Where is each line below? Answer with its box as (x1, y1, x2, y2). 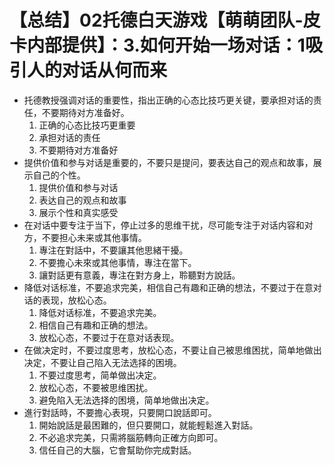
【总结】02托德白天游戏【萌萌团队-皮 (9, 9, 321, 32)
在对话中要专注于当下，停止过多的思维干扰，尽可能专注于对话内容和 (23, 219, 305, 231)
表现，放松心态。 (41, 294, 112, 306)
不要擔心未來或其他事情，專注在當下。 (38, 256, 197, 268)
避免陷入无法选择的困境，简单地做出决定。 (38, 394, 215, 406)
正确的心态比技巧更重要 (38, 119, 136, 131)
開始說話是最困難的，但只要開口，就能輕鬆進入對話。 (38, 419, 259, 431)
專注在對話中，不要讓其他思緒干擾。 (38, 244, 189, 256)
